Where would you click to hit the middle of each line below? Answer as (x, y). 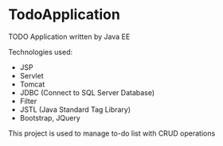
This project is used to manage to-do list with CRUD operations (112, 133)
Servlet (31, 75)
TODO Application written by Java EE (69, 36)
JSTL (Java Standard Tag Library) (75, 109)
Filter (28, 101)
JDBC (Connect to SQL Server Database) (87, 92)
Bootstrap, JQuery (50, 117)
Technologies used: (41, 52)
